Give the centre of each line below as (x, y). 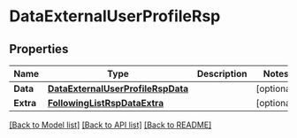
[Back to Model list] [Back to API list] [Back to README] (110, 125)
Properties (39, 49)
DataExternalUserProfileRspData (118, 88)
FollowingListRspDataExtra (106, 103)
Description (222, 74)
